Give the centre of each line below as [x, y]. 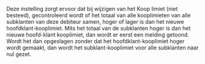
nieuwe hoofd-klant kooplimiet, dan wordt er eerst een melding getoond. [98, 35]
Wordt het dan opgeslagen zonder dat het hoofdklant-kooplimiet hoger [95, 41]
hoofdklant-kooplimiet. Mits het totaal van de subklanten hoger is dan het [99, 28]
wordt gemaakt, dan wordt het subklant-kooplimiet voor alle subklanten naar [102, 48]
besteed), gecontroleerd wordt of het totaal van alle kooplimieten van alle [99, 15]
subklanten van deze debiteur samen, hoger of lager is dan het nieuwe [95, 22]
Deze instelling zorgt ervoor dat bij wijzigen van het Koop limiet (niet [92, 9]
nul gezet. [19, 54]
